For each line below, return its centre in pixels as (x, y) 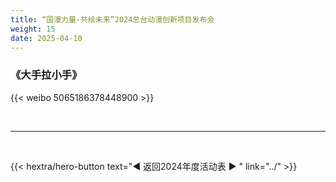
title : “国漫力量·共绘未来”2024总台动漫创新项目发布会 (112, 19)
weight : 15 (33, 29)
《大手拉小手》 (46, 75)
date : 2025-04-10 (46, 38)
